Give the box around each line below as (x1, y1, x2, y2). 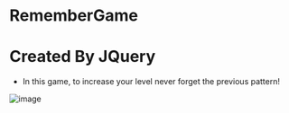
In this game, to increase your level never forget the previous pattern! (22, 76, 281, 87)
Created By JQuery (9, 47, 156, 67)
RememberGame (9, 5, 138, 26)
